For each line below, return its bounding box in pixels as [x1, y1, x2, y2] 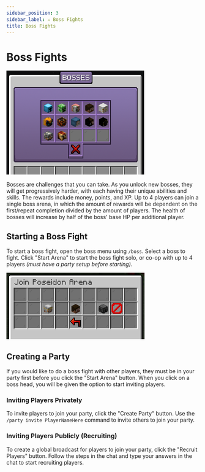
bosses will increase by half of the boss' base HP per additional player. [6, 214, 185, 221]
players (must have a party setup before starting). [6, 261, 133, 268]
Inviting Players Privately [6, 396, 83, 404]
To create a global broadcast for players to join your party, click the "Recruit [6, 446, 198, 453]
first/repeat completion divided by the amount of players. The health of [6, 207, 185, 214]
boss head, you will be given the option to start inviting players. [6, 381, 166, 388]
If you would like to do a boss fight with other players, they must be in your [6, 367, 195, 374]
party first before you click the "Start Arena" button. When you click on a [6, 374, 190, 381]
